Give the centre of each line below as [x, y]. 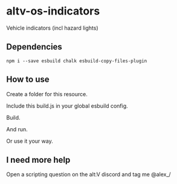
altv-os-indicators [53, 11]
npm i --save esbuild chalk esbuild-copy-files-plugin [77, 61]
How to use [28, 80]
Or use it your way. [30, 141]
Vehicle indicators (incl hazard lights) [52, 28]
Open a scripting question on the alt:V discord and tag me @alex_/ [88, 174]
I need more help [38, 159]
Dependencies [34, 47]
